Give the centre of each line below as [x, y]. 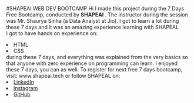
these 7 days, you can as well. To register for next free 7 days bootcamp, [94, 69]
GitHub [22, 94]
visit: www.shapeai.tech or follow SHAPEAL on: [63, 76]
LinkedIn [24, 82]
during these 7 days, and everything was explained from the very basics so [97, 57]
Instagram [26, 88]
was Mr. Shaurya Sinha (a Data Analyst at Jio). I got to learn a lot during [93, 21]
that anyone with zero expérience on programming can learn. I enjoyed [92, 63]
